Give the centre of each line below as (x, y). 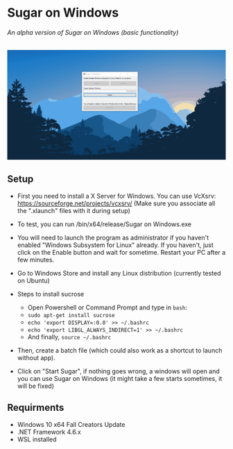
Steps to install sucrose (51, 294)
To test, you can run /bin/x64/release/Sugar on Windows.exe (104, 224)
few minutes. (36, 260)
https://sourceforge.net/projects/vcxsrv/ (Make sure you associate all (116, 203)
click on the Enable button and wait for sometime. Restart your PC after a (121, 252)
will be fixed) (35, 386)
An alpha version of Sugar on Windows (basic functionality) (93, 32)
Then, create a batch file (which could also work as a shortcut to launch (120, 350)
